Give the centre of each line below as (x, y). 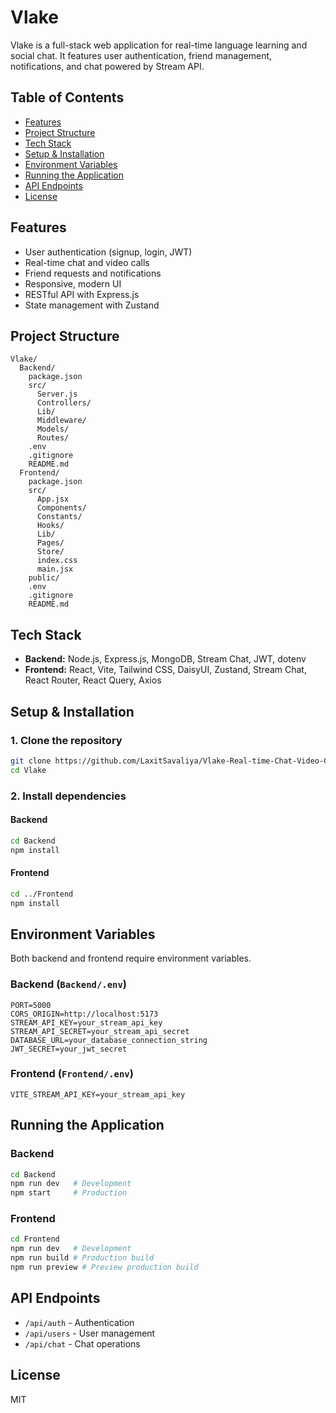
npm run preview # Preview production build (104, 1267)
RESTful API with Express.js (82, 294)
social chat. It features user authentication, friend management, (141, 55)
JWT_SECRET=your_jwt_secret (69, 1049)
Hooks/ (50, 526)
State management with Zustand (92, 305)
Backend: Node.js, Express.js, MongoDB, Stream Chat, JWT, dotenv (165, 659)
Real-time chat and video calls (87, 262)
